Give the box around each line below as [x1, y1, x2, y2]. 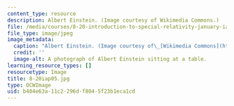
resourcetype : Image [7, 68, 68, 75]
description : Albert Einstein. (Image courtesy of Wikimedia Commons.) [7, 17, 219, 24]
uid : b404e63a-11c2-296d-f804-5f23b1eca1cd [7, 88, 136, 95]
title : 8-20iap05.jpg [7, 75, 70, 82]
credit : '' [13, 50, 45, 56]
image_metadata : [7, 36, 54, 43]
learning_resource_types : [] [7, 62, 92, 69]
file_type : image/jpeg [7, 29, 73, 37]
